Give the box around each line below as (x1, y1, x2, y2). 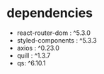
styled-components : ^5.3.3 (16, 36, 97, 44)
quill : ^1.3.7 (16, 51, 51, 60)
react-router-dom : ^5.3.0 (16, 28, 91, 37)
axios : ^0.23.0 (16, 43, 59, 52)
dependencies (6, 5, 93, 21)
